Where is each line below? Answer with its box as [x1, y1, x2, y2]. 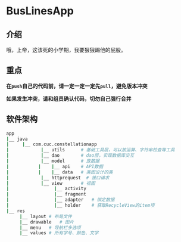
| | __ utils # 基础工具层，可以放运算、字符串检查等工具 [6, 147, 175, 153]
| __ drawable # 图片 [19, 219, 74, 225]
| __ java [6, 136, 28, 142]
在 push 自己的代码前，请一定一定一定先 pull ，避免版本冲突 [6, 82, 148, 89]
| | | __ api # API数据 [6, 163, 104, 169]
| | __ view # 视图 [6, 180, 95, 186]
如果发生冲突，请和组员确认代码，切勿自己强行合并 [6, 95, 132, 102]
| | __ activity [6, 186, 86, 192]
